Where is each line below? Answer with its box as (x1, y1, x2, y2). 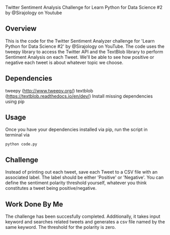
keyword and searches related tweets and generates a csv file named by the (5, 219, 165, 225)
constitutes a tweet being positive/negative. (5, 185, 97, 191)
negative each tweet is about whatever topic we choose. (5, 59, 123, 65)
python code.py (5, 142, 38, 147)
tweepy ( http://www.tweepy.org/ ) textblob (5, 87, 93, 93)
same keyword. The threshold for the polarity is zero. (5, 224, 116, 230)
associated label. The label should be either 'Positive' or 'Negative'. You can (5, 175, 164, 181)
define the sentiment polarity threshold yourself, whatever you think (5, 180, 147, 186)
